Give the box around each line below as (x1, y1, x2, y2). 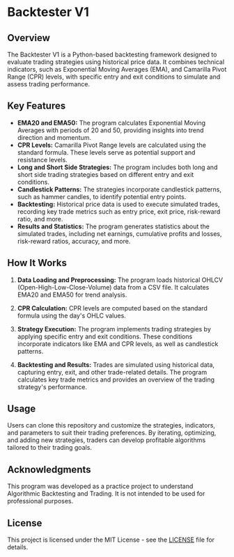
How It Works (7, 257, 68, 269)
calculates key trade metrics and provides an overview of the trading (17, 375, 214, 384)
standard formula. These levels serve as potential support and (17, 148, 196, 157)
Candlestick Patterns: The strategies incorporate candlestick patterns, (17, 185, 221, 194)
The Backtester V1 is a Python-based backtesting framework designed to (7, 50, 217, 58)
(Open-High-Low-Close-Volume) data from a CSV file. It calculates (17, 283, 210, 291)
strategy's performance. (17, 382, 87, 391)
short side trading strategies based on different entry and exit (17, 170, 194, 178)
